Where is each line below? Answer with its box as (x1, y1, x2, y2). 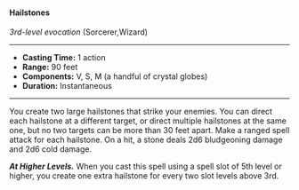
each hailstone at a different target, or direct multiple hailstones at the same (9, 115, 287, 126)
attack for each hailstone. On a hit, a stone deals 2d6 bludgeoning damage (9, 134, 283, 146)
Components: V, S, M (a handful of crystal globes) (21, 71, 208, 82)
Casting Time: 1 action (21, 52, 106, 63)
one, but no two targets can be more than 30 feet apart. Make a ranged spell (9, 125, 290, 136)
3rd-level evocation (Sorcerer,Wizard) (9, 27, 149, 37)
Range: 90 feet (21, 62, 78, 73)
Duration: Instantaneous (21, 81, 113, 91)
